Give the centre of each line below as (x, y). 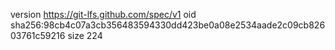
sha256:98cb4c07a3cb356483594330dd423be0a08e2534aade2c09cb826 (168, 25)
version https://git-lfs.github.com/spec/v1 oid (103, 14)
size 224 (85, 35)
